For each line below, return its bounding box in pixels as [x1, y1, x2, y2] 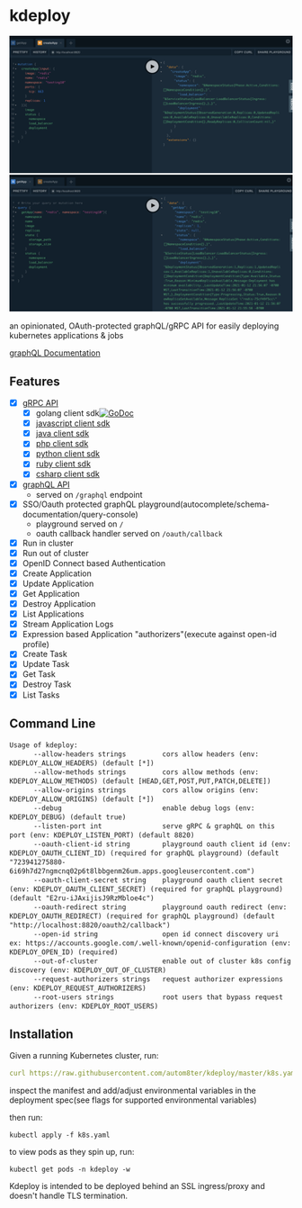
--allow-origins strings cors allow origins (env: [32, 786, 259, 795]
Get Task [22, 669, 56, 680]
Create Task [22, 649, 67, 660]
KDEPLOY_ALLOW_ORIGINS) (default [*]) [9, 795, 155, 804]
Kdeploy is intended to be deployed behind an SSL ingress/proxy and [9, 1181, 265, 1192]
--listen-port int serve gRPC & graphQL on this [32, 822, 276, 831]
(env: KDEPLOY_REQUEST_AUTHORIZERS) [9, 984, 147, 993]
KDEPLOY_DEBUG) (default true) [9, 813, 127, 822]
